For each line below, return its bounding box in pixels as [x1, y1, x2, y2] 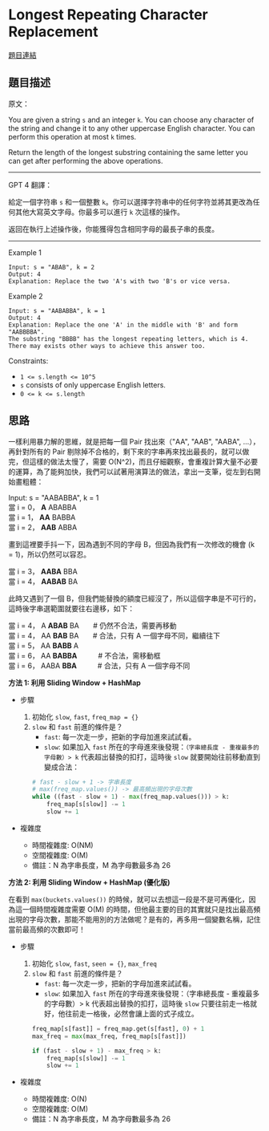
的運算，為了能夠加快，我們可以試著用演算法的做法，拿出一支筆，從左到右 [8, 467, 254, 476]
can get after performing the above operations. [8, 156, 163, 165]
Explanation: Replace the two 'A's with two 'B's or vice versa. [8, 277, 231, 286]
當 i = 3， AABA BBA [8, 566, 78, 576]
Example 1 [8, 247, 42, 257]
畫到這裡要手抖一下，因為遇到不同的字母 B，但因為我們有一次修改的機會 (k [8, 539, 255, 549]
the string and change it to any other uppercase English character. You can [8, 123, 255, 133]
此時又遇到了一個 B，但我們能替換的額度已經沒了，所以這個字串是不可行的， [8, 594, 261, 603]
